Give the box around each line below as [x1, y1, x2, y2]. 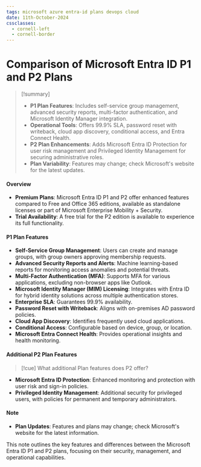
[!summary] [21, 90, 50, 98]
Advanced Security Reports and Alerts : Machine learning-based [14, 260, 178, 267]
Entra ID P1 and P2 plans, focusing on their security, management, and [6, 447, 182, 454]
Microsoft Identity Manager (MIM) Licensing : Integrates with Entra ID [14, 285, 190, 293]
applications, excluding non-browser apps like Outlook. [14, 279, 153, 286]
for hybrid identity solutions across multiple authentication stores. [14, 292, 179, 299]
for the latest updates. [30, 167, 86, 174]
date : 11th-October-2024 [6, 15, 69, 21]
